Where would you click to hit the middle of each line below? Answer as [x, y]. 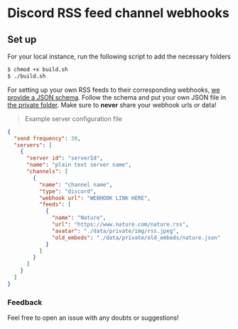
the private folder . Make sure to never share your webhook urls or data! [112, 105]
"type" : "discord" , [68, 191]
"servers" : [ [33, 145]
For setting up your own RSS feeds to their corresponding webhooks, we [114, 90]
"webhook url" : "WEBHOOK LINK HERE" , [95, 198]
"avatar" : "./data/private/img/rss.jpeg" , [116, 231]
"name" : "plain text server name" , [79, 165]
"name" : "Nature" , [79, 218]
